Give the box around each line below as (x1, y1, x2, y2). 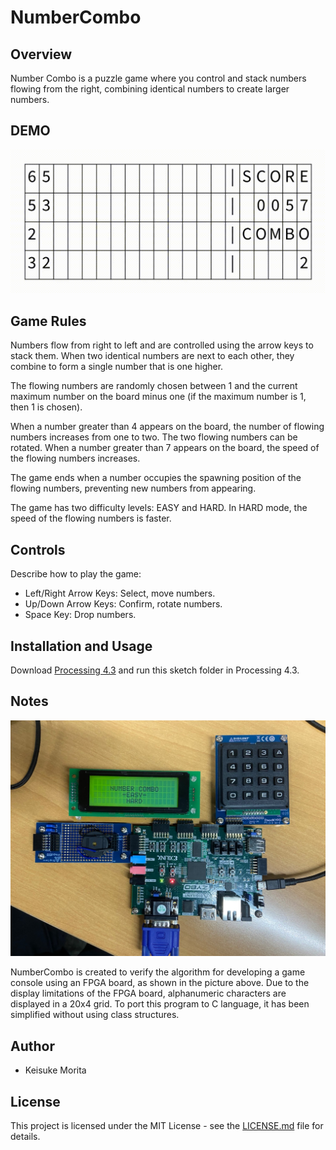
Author (10, 1037, 55, 1055)
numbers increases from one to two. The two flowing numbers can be (10, 431, 298, 443)
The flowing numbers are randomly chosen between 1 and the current (10, 380, 298, 392)
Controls (10, 541, 66, 558)
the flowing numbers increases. (10, 452, 141, 465)
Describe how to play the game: (10, 568, 142, 580)
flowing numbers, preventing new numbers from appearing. (10, 482, 257, 495)
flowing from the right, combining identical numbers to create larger (10, 83, 290, 95)
